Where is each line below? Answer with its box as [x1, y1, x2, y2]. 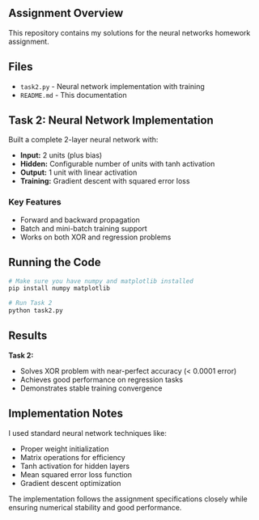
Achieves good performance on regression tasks [19, 374, 184, 384]
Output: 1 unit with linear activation [19, 167, 138, 177]
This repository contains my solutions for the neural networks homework [8, 27, 251, 37]
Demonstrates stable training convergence [19, 383, 163, 393]
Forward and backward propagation [19, 214, 140, 225]
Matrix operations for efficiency [19, 452, 125, 462]
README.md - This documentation [19, 90, 127, 99]
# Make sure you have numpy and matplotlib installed [8, 277, 194, 285]
